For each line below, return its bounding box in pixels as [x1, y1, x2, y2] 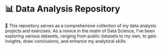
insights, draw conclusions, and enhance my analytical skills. [5, 38, 127, 44]
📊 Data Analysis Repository [5, 3, 121, 15]
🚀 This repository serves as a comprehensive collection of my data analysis [5, 22, 157, 29]
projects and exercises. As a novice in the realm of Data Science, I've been [5, 28, 155, 33]
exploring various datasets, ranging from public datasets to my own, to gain [5, 33, 157, 39]
